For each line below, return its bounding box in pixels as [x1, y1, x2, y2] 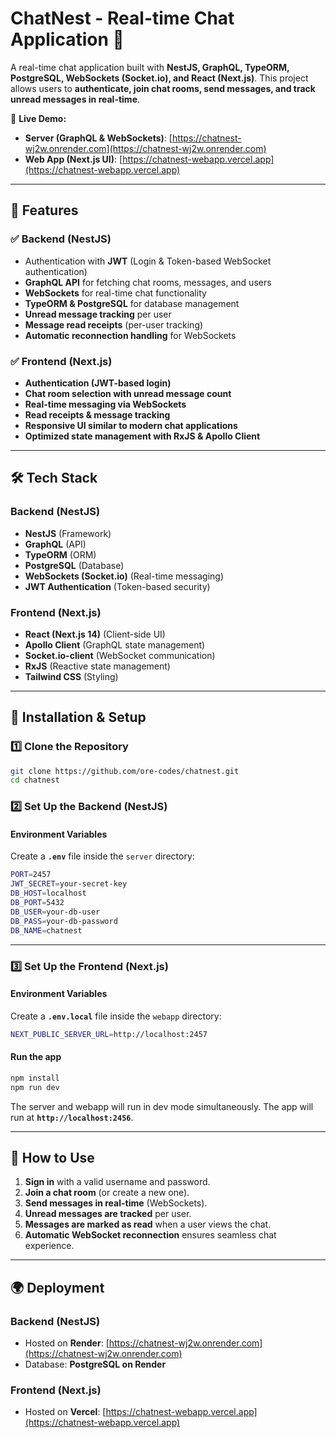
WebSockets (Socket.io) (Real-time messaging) [24, 570, 224, 582]
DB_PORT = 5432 [10, 898, 65, 908]
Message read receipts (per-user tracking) [24, 318, 204, 331]
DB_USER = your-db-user [10, 907, 101, 917]
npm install [10, 1073, 60, 1083]
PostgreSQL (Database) [24, 559, 125, 571]
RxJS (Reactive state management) [24, 660, 171, 672]
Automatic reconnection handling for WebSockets [24, 329, 237, 341]
